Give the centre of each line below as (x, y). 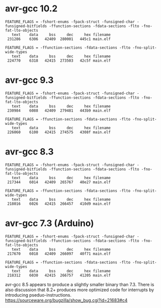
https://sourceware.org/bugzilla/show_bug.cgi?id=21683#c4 (66, 300)
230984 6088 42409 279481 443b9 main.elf (59, 111)
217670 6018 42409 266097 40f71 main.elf (59, 254)
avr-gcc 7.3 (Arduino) (50, 223)
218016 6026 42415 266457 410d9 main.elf (59, 204)
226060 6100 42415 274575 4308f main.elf (59, 132)
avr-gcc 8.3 (29, 152)
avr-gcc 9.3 (29, 80)
